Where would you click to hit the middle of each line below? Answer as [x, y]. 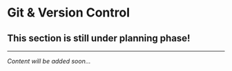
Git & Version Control [68, 13]
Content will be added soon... [49, 61]
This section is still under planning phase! [99, 38]
